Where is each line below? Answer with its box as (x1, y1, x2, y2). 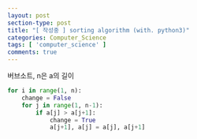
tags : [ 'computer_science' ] (7, 41, 107, 49)
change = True (49, 116, 96, 124)
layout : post (7, 11, 50, 20)
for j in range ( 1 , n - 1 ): (21, 101, 103, 109)
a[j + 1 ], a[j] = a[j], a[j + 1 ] (49, 123, 146, 131)
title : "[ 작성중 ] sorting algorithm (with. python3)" (7, 26, 190, 34)
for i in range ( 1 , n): (7, 87, 82, 95)
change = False (21, 94, 72, 102)
